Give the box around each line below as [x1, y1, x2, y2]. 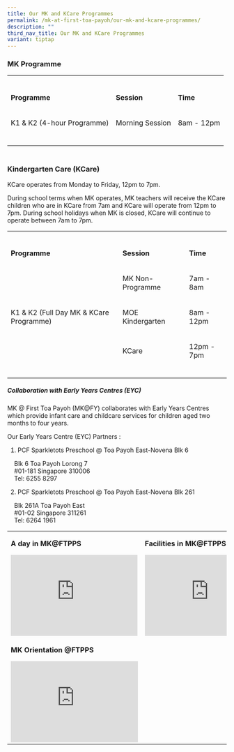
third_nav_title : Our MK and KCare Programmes [7, 29, 145, 37]
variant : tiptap [7, 36, 54, 43]
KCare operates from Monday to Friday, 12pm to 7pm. [7, 180, 161, 188]
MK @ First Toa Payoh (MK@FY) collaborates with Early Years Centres [7, 404, 210, 412]
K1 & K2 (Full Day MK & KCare [10, 308, 109, 317]
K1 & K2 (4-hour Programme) [10, 118, 109, 128]
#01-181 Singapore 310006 [13, 467, 91, 475]
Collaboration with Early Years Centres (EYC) [7, 386, 141, 395]
